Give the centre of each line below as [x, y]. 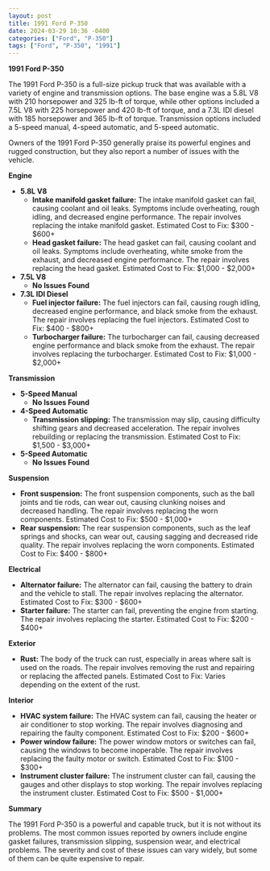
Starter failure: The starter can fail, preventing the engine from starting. [139, 611]
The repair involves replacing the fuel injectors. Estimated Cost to [141, 320]
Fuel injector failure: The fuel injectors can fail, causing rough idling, [146, 302]
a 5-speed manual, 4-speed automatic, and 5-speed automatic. [114, 127]
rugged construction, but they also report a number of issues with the [124, 152]
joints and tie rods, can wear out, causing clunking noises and [123, 502]
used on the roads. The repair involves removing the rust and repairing [137, 668]
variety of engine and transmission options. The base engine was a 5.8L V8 [134, 93]
